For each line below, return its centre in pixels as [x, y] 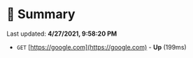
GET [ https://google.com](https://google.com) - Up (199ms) [101, 47]
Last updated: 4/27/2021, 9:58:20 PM [62, 34]
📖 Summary [41, 14]
